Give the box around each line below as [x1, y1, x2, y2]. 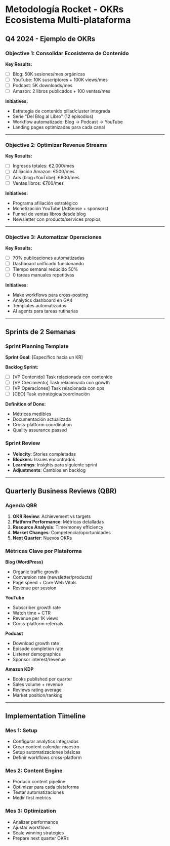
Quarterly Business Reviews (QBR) [5, 487, 117, 495]
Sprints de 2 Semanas [5, 328, 76, 336]
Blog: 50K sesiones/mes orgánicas [12, 71, 86, 77]
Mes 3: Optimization [5, 808, 57, 815]
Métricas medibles [12, 411, 52, 417]
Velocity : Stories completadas [12, 451, 76, 457]
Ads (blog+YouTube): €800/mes [12, 174, 80, 180]
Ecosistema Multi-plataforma [5, 14, 131, 26]
